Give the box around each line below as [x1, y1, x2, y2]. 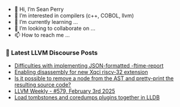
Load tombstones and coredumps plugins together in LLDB [14, 94, 160, 101]
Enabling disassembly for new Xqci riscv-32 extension [14, 69, 148, 76]
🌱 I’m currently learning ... [14, 19, 78, 25]
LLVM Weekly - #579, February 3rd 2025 [14, 87, 115, 95]
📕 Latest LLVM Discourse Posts [5, 48, 98, 57]
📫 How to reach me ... [14, 32, 70, 38]
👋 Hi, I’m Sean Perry [14, 6, 64, 13]
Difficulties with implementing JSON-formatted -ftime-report [14, 62, 164, 69]
